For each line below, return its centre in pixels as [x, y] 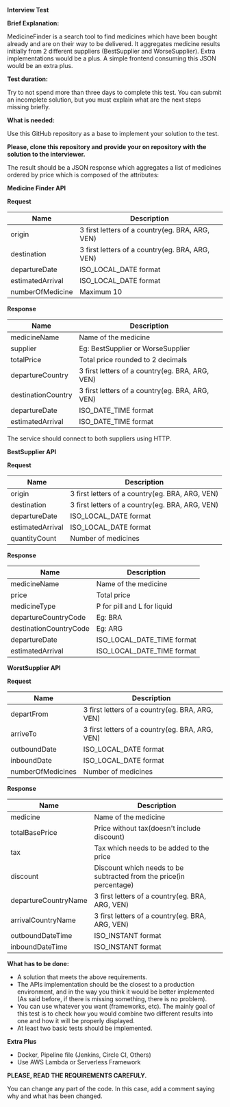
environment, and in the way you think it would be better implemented [115, 992]
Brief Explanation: [33, 23]
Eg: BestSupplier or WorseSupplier [134, 348]
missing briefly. [29, 107]
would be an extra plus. [40, 66]
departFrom [29, 714]
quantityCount [34, 538]
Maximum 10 [101, 292]
